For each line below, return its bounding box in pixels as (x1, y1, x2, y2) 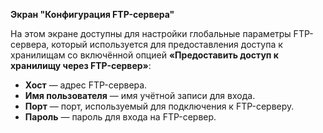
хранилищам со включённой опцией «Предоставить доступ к (10, 49, 279, 61)
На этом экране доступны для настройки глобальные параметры (10, 28, 292, 39)
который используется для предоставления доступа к (51, 39, 283, 50)
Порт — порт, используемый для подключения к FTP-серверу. (24, 100, 295, 112)
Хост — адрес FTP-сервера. (24, 79, 148, 91)
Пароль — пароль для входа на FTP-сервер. (24, 111, 217, 123)
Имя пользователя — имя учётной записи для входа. (24, 90, 256, 101)
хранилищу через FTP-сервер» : (10, 60, 152, 71)
